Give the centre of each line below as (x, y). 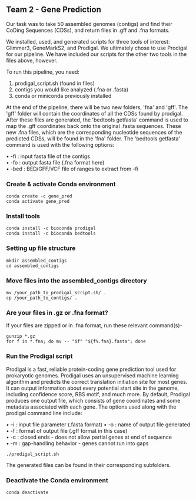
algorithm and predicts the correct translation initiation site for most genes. (97, 381)
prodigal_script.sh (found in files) (55, 83)
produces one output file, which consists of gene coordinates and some (93, 400)
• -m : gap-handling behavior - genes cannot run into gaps (77, 443)
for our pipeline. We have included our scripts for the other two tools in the (97, 54)
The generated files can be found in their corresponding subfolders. (89, 465)
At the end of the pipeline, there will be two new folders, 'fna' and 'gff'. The (97, 107)
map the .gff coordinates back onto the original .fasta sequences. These (94, 126)
